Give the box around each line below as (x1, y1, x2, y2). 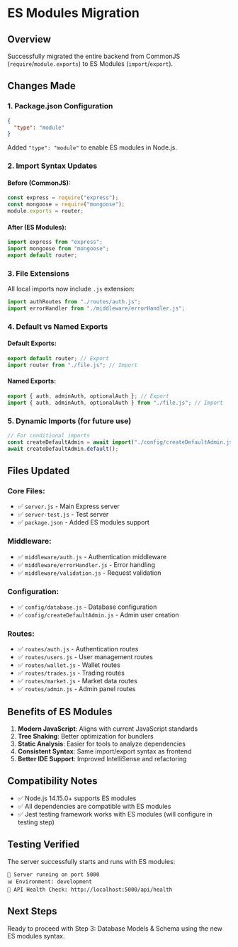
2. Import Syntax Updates (7, 161, 98, 171)
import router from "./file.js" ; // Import (7, 362, 138, 369)
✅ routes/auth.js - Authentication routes (17, 645, 139, 654)
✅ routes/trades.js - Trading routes (17, 668, 125, 678)
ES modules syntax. (7, 931, 65, 940)
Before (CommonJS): (7, 179, 71, 187)
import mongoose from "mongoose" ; (7, 245, 110, 252)
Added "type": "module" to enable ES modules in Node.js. (7, 143, 177, 152)
